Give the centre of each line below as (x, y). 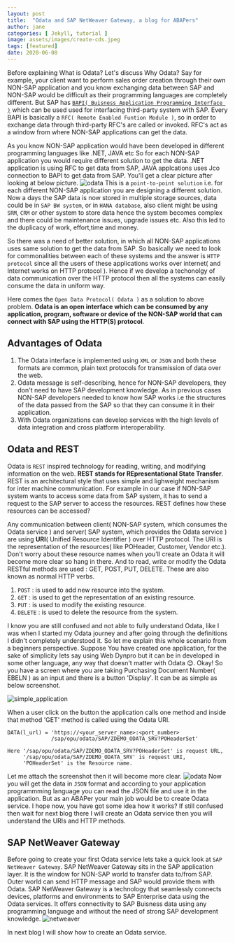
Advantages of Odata (55, 343)
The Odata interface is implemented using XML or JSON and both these (117, 360)
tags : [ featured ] (33, 46)
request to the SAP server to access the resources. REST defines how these (117, 503)
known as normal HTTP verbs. (51, 576)
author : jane (26, 27)
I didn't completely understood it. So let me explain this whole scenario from (117, 640)
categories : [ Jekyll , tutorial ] (58, 33)
